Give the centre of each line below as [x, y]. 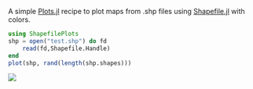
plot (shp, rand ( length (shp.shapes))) [70, 63]
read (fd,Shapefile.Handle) [66, 48]
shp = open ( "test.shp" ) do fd [58, 41]
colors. [19, 20]
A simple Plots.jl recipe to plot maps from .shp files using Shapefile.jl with [126, 11]
